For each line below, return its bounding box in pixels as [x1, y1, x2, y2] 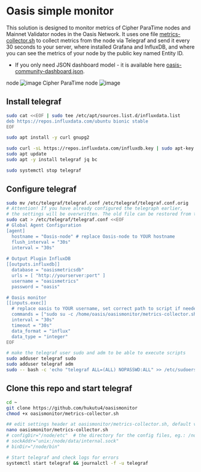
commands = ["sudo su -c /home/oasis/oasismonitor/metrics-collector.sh [11, 311, 197, 318]
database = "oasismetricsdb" [11, 267, 84, 273]
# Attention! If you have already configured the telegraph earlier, [6, 205, 184, 211]
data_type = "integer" [11, 333, 68, 340]
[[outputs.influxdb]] [6, 261, 60, 268]
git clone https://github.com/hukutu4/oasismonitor [6, 405, 138, 411]
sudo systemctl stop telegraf [6, 167, 82, 174]
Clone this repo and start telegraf [6, 383, 133, 394]
